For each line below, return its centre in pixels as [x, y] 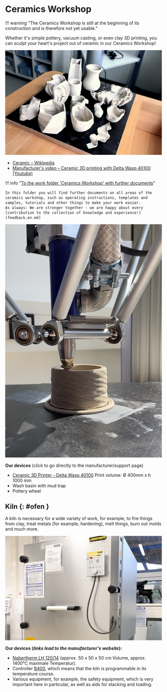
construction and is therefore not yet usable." [51, 28]
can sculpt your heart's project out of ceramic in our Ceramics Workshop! [81, 43]
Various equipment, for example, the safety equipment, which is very [83, 679]
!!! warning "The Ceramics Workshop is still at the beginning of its [72, 23]
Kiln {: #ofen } [27, 507]
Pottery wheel [27, 491]
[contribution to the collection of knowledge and [59, 213]
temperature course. [33, 674]
